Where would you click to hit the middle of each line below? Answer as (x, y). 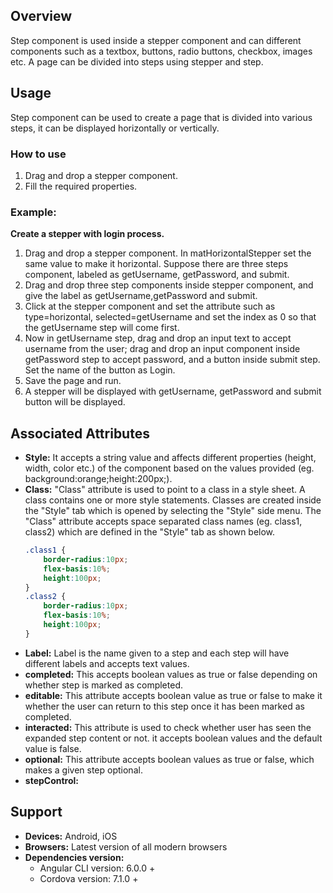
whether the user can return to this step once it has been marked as (164, 706)
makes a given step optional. (83, 770)
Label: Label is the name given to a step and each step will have (157, 653)
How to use (38, 154)
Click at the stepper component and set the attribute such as (150, 306)
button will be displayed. (75, 402)
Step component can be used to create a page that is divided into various (161, 117)
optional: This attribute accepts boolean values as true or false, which (169, 759)
